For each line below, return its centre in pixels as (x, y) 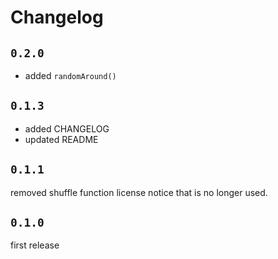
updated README (61, 139)
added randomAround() (70, 75)
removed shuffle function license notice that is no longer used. (139, 192)
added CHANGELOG (67, 128)
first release (35, 245)
